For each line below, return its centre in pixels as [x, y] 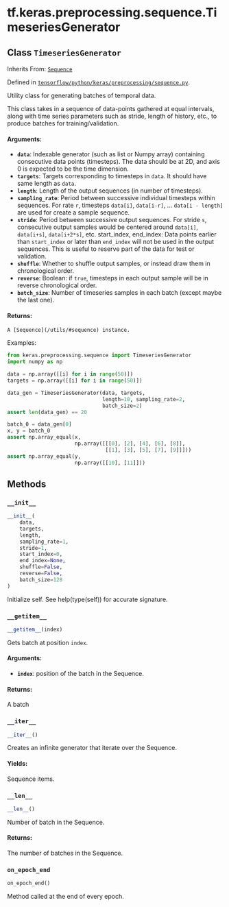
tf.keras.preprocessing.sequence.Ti [112, 13]
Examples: [22, 343]
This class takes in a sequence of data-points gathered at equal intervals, [111, 109]
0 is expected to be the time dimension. [73, 169]
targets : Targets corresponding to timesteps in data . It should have [112, 176]
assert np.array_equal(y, [44, 456]
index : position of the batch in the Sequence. [80, 674]
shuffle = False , [41, 567]
